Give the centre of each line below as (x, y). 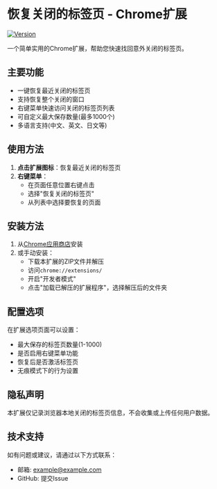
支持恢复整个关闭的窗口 (51, 99)
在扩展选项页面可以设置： (44, 330)
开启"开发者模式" (52, 279)
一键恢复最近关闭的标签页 (54, 90)
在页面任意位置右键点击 (61, 184)
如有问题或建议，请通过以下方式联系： (62, 455)
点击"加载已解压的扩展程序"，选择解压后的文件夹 (97, 288)
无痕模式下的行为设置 (47, 371)
